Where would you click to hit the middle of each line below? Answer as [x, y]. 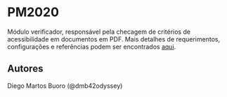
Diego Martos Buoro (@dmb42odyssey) [65, 86]
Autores [25, 69]
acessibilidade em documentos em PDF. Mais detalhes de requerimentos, [113, 39]
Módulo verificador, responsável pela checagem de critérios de [99, 32]
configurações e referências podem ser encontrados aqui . [92, 46]
